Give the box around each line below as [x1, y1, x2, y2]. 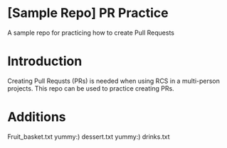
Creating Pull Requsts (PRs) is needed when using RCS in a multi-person [7, 76, 221, 85]
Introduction [7, 53, 83, 69]
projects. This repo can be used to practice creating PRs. [7, 84, 174, 93]
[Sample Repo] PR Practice [7, 5, 169, 21]
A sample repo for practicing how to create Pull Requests [7, 28, 174, 37]
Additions [7, 109, 66, 125]
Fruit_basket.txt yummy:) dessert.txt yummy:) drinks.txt [7, 132, 170, 141]
